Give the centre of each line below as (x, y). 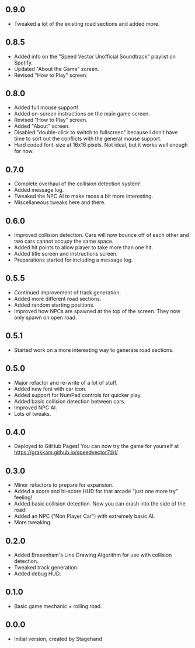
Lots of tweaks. (32, 413)
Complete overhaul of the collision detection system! (77, 184)
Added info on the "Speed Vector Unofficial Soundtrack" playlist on (95, 56)
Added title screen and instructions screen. (66, 254)
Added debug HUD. (37, 574)
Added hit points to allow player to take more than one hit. (83, 247)
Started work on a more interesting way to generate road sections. (94, 350)
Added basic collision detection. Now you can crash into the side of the (100, 504)
